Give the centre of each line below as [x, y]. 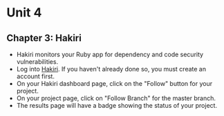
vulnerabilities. [37, 62]
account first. [35, 76]
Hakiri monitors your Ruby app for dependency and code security [110, 54]
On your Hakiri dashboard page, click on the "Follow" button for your [114, 83]
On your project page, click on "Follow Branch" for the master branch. [116, 98]
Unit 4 [24, 13]
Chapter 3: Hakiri [44, 38]
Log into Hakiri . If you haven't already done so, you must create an [111, 69]
